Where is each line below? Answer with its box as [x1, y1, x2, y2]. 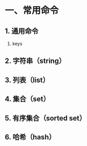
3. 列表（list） [5, 75, 50, 85]
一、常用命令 [5, 5, 59, 16]
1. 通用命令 [5, 27, 39, 35]
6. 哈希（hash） [5, 133, 56, 141]
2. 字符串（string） [5, 57, 66, 66]
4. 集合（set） [5, 95, 50, 103]
